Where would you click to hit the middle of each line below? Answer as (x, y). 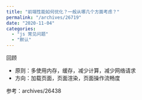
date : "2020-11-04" (31, 23)
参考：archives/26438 (34, 91)
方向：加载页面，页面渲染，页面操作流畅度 (67, 78)
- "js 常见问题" (30, 34)
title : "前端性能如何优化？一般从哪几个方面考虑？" (63, 12)
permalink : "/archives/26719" (44, 17)
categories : (21, 29)
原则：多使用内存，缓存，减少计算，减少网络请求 (75, 70)
